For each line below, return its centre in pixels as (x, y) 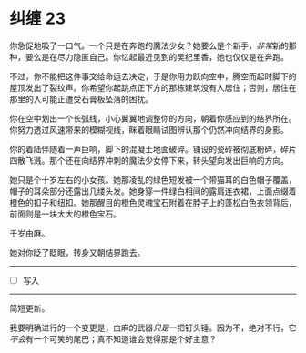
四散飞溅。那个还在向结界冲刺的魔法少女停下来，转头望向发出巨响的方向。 (149, 160)
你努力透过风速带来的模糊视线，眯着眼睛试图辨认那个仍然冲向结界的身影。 (149, 129)
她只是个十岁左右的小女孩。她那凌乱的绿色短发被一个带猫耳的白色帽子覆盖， (153, 179)
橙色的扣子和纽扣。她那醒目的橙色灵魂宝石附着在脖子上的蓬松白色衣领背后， (153, 202)
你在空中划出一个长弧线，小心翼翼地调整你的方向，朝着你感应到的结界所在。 (153, 118)
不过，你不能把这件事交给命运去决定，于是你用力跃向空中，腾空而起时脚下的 (153, 76)
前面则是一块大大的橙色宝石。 (65, 214)
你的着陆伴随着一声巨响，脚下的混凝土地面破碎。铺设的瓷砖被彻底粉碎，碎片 (153, 149)
